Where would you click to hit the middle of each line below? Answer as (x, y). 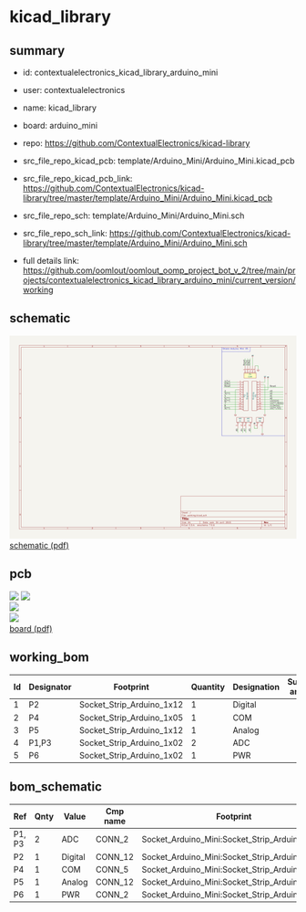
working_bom (49, 658)
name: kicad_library (60, 108)
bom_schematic (56, 787)
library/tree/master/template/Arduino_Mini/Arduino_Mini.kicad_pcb (148, 198)
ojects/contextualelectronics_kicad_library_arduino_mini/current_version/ (159, 280)
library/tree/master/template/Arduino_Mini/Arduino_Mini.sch (135, 243)
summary (37, 51)
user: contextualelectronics (74, 90)
